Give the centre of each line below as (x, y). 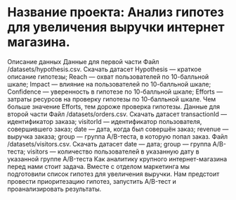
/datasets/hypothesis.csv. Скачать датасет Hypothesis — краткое (104, 69)
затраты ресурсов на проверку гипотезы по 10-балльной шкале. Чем (112, 99)
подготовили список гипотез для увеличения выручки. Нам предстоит (113, 174)
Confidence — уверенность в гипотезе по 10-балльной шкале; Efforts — (115, 92)
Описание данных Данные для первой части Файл (83, 61)
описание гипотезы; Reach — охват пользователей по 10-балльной (108, 76)
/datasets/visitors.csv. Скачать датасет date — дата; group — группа (109, 144)
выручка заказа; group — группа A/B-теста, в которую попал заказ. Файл (118, 136)
